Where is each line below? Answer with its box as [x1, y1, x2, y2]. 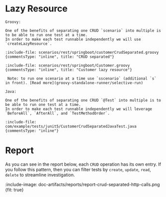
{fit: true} [5, 187, 24, 193]
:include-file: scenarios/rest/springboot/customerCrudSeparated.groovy [5, 50, 159, 55]
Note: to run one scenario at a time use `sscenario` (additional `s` [7, 76, 157, 81]
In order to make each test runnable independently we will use [5, 37, 141, 42]
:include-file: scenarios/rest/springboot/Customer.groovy [5, 63, 130, 68]
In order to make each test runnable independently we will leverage [5, 106, 153, 111]
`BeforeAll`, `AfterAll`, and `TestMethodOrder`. [5, 110, 110, 116]
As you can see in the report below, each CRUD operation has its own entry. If [5, 161, 162, 167]
